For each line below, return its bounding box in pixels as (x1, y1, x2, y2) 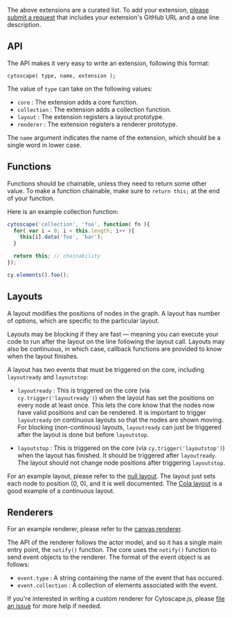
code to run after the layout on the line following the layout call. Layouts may (7, 337, 225, 346)
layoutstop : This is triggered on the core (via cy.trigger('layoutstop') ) (17, 443, 225, 452)
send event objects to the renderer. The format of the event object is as (7, 553, 211, 562)
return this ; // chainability (13, 253, 100, 260)
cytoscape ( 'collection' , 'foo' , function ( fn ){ (7, 221, 150, 228)
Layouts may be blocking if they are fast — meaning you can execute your (7, 330, 219, 338)
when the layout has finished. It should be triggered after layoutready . (17, 451, 217, 459)
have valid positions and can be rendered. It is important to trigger (17, 408, 206, 416)
